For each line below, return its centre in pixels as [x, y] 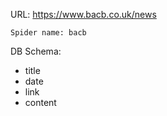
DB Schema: [36, 51]
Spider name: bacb [48, 33]
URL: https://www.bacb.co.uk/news [83, 14]
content [40, 102]
